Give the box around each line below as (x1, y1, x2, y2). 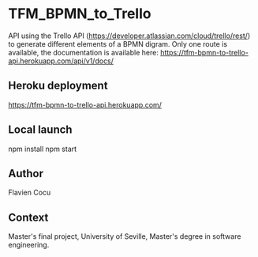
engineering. (8, 240, 50, 250)
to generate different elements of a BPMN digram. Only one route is (8, 39, 227, 48)
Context (8, 210, 49, 224)
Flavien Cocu (8, 187, 51, 198)
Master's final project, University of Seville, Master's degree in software (8, 232, 241, 241)
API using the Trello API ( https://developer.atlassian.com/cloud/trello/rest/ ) (8, 31, 251, 40)
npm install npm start (8, 144, 77, 153)
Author (8, 167, 43, 180)
